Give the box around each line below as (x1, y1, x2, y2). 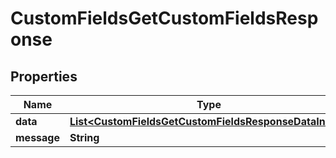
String (69, 131, 100, 144)
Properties (10, 68, 78, 85)
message (15, 131, 60, 144)
